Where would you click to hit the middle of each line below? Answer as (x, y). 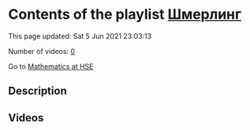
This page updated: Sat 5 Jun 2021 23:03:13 (80, 36)
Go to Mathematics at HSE (51, 66)
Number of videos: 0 (42, 51)
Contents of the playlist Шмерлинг (125, 14)
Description (37, 91)
